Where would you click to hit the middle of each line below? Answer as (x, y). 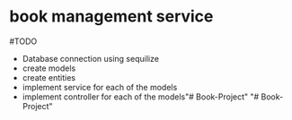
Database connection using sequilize (91, 58)
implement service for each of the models (100, 87)
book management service (111, 17)
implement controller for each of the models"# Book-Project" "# (141, 97)
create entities (49, 77)
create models (49, 68)
